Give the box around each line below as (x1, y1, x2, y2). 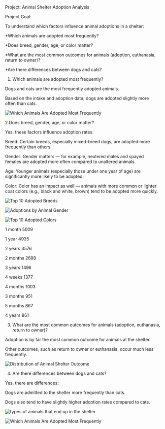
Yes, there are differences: (5, 380, 59, 386)
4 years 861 (5, 312, 29, 318)
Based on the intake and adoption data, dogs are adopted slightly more (5, 96, 149, 101)
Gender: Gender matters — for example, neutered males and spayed (5, 154, 144, 159)
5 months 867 (5, 303, 33, 308)
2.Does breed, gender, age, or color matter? (5, 120, 95, 125)
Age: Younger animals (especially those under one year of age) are (5, 168, 141, 174)
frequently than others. (5, 144, 52, 150)
